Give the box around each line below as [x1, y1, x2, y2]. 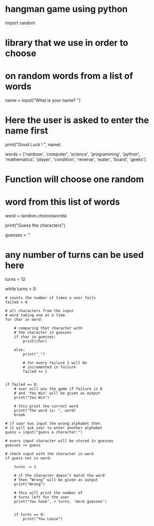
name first [5, 125, 48, 137]
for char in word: [5, 317, 43, 322]
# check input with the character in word [5, 452, 94, 457]
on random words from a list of [5, 70, 133, 82]
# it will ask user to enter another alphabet [5, 425, 103, 430]
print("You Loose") [23, 517, 63, 522]
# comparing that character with [14, 326, 83, 331]
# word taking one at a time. [5, 313, 68, 318]
